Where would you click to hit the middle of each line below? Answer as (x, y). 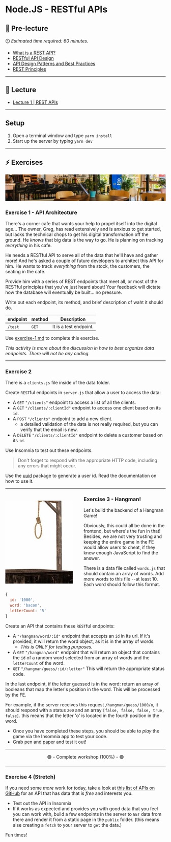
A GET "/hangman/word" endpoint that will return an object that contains (86, 652)
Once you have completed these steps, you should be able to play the (86, 731)
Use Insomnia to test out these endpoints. (49, 450)
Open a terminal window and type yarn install (62, 135)
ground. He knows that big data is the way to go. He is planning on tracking (84, 240)
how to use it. (20, 481)
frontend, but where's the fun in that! (122, 531)
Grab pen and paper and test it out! (49, 742)
